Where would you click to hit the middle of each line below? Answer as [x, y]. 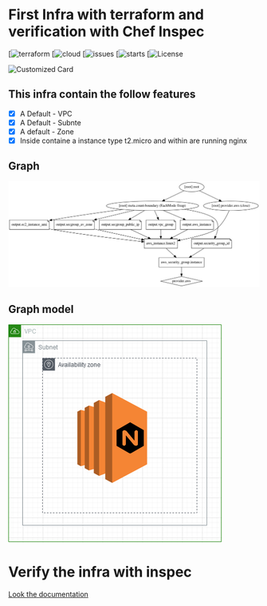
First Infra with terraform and [106, 15]
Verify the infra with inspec [100, 572]
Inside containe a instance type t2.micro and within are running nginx [133, 141]
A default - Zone [47, 131]
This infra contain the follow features [102, 95]
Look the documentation [49, 594]
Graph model [41, 309]
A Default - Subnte [50, 122]
